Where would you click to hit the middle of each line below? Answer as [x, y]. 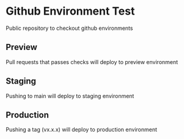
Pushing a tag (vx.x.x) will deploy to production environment [81, 130]
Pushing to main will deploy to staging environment [70, 96]
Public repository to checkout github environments [69, 28]
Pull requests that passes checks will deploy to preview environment [92, 62]
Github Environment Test [70, 11]
